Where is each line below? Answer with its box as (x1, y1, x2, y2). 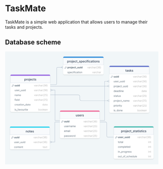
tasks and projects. (5, 24, 43, 30)
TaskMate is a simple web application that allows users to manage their (5, 19, 148, 25)
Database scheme (5, 38, 61, 47)
